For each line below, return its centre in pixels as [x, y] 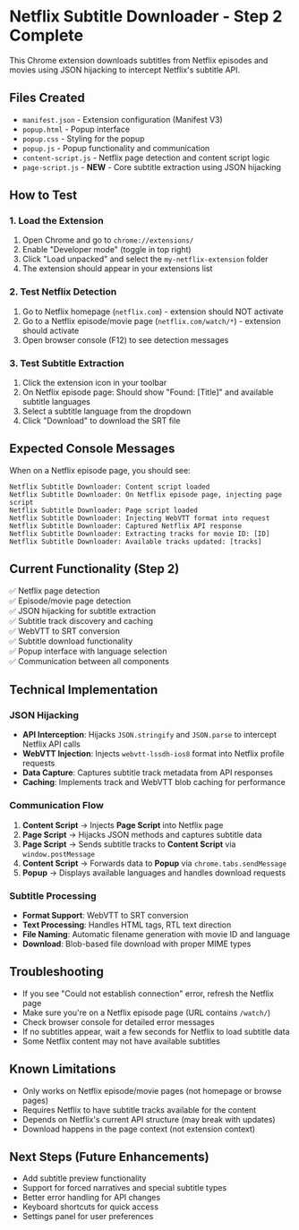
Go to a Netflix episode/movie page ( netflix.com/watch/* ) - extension [151, 320]
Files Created [47, 98]
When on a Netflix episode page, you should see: [100, 470]
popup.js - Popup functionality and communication [116, 148]
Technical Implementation [84, 690]
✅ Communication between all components [90, 661]
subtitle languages [56, 402]
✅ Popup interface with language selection [88, 651]
